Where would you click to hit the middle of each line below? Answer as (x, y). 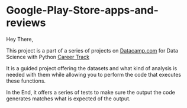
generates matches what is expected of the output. (68, 99)
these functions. (26, 81)
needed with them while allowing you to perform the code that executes (94, 74)
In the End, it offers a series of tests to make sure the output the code (91, 92)
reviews (26, 23)
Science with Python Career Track (48, 57)
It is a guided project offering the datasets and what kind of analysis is (92, 68)
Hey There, (20, 39)
